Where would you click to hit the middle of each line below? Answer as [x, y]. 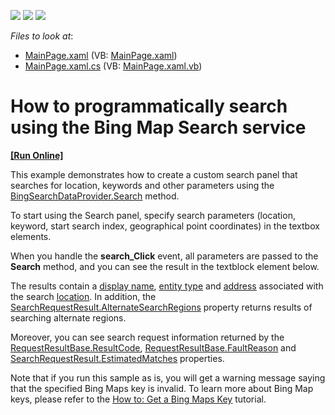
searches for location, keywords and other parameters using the [142, 185]
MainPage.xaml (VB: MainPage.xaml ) [101, 55]
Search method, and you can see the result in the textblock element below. [165, 266]
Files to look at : [42, 36]
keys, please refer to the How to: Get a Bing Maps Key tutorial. [138, 399]
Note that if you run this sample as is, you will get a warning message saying [168, 377]
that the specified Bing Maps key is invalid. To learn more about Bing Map [162, 388]
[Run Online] [37, 155]
